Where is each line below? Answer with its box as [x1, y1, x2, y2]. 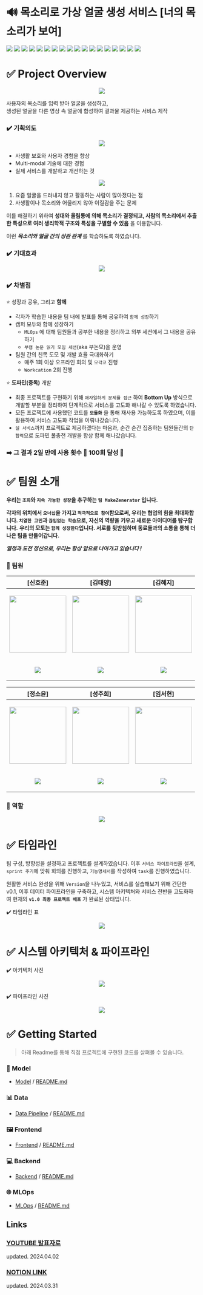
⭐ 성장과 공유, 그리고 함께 [6, 298, 67, 305]
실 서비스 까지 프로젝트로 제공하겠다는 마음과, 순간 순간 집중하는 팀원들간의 [15, 424, 188, 431]
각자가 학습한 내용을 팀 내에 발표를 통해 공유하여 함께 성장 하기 [15, 313, 159, 320]
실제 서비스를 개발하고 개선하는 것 [15, 168, 95, 175]
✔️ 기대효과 [6, 250, 37, 258]
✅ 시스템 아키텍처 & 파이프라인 [6, 945, 150, 959]
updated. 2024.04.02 [6, 1253, 59, 1260]
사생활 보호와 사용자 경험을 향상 [15, 152, 90, 160]
